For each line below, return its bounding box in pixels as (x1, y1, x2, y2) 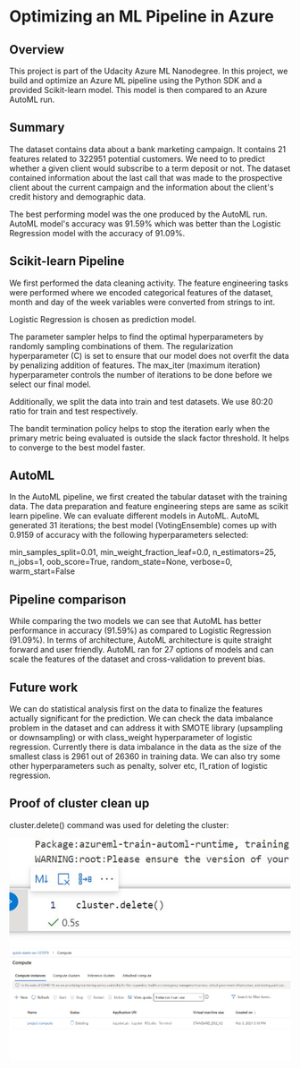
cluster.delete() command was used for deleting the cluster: (9, 819, 229, 830)
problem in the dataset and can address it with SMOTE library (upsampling (9, 722, 283, 733)
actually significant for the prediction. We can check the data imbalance (9, 713, 274, 724)
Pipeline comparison (9, 592, 127, 607)
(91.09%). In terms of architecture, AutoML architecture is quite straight (9, 635, 272, 645)
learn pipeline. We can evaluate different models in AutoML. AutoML (9, 510, 261, 521)
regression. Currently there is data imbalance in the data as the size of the (9, 741, 282, 753)
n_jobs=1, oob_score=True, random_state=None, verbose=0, (9, 557, 233, 568)
